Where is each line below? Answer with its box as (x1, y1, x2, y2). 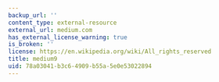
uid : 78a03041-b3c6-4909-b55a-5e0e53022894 (8, 62, 153, 70)
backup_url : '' (8, 11, 58, 20)
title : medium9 (8, 55, 58, 63)
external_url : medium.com (8, 26, 92, 34)
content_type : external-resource (8, 19, 117, 27)
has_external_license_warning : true (8, 33, 127, 41)
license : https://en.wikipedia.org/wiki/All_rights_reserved (8, 48, 212, 55)
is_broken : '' (8, 41, 55, 48)
